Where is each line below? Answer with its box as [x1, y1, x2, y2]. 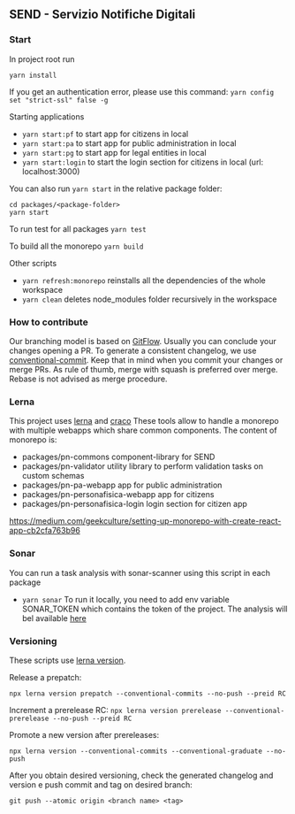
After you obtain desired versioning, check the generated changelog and [9, 770, 274, 780]
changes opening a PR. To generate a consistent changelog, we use [9, 345, 257, 356]
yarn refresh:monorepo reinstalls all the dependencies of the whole [21, 274, 267, 286]
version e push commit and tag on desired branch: [9, 779, 193, 790]
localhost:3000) [21, 165, 80, 176]
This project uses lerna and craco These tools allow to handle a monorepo [9, 416, 280, 426]
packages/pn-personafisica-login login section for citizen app [21, 499, 247, 510]
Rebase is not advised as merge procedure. [9, 373, 168, 384]
